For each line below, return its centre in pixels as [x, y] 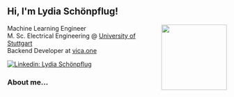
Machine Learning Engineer [47, 28]
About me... [28, 82]
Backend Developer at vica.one [52, 50]
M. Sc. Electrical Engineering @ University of [71, 36]
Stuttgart [20, 43]
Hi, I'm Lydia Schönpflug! [63, 12]
